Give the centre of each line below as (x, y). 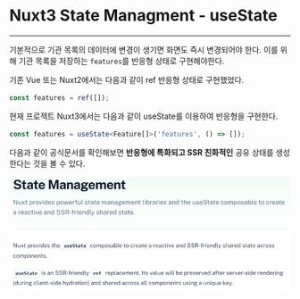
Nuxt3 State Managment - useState (144, 16)
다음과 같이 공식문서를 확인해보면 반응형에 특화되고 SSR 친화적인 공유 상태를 (142, 152)
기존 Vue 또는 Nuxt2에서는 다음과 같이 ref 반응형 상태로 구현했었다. (127, 79)
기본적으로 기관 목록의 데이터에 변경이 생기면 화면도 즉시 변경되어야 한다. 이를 (144, 49)
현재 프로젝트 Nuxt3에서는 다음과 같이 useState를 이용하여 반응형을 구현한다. (144, 116)
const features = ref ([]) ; (59, 98)
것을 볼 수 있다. (59, 163)
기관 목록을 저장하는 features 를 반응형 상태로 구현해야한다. (121, 61)
